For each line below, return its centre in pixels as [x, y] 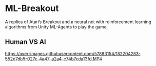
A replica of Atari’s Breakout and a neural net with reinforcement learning [78, 22]
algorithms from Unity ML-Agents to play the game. [57, 26]
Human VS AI [26, 42]
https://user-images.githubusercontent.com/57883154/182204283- [73, 53]
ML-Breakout [32, 8]
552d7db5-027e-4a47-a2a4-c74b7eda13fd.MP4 [54, 59]
